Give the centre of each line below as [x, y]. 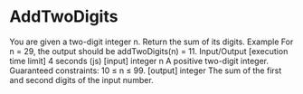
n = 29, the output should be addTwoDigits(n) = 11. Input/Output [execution [149, 51]
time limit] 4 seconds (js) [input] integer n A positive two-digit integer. [139, 61]
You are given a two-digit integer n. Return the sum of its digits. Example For [151, 42]
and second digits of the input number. [81, 80]
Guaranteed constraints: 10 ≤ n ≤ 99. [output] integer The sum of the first [146, 70]
